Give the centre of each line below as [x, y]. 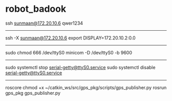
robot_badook [36, 9]
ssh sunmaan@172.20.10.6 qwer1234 [44, 23]
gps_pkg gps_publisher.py [33, 93]
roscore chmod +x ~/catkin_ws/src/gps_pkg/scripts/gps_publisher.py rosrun [86, 87]
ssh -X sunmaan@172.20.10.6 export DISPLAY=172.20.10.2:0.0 [70, 38]
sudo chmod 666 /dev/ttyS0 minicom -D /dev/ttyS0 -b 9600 [69, 52]
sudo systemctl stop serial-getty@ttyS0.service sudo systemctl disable [80, 67]
